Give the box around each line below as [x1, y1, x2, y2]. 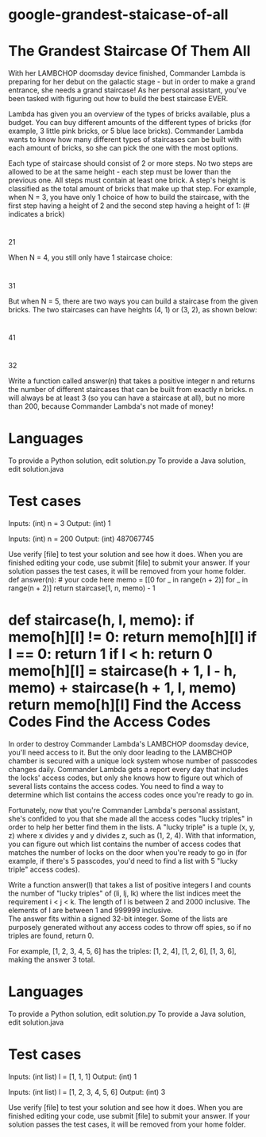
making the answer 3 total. [8, 955, 95, 964]
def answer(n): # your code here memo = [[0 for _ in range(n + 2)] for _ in [8, 574, 249, 584]
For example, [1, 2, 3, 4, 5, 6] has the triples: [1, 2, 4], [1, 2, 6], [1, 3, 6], [8, 946, 237, 955]
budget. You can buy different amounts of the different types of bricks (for [8, 118, 252, 127]
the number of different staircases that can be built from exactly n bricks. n [8, 384, 254, 394]
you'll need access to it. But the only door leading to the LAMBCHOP [8, 747, 233, 757]
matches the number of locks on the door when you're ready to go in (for [8, 847, 248, 857]
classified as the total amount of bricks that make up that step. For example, [8, 184, 256, 194]
